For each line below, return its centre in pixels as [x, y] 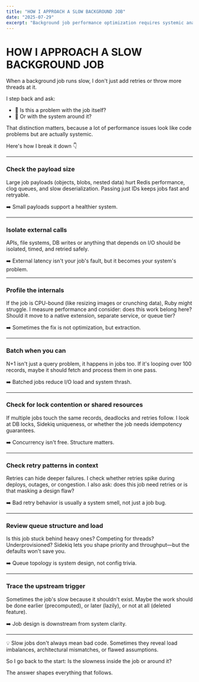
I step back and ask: [31, 99]
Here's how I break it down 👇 [42, 146]
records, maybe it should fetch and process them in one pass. [82, 370]
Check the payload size [41, 169]
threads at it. [22, 87]
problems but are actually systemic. [50, 135]
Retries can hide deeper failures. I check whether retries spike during [90, 478]
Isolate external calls [36, 230]
